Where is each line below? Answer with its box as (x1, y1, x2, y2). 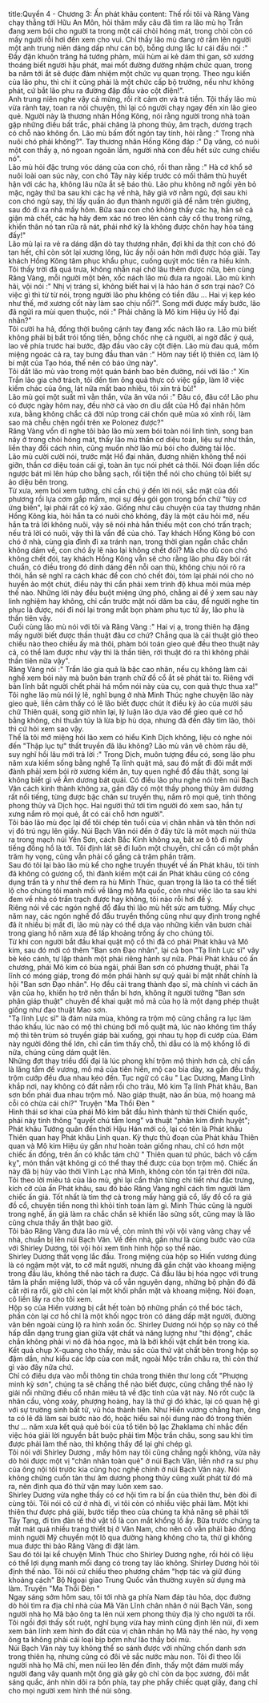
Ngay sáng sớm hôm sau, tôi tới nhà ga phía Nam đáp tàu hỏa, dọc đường (8, 1592, 251, 1601)
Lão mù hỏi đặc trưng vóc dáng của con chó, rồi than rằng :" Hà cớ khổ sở (8, 163, 253, 171)
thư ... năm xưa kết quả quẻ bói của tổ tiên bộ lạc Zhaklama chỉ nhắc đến (8, 1422, 248, 1431)
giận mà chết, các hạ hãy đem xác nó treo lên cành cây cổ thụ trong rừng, (8, 214, 252, 223)
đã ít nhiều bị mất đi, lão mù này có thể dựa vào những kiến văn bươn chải (8, 920, 252, 929)
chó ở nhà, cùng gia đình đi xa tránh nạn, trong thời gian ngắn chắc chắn (8, 537, 248, 546)
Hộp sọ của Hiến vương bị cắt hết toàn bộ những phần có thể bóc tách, (8, 1303, 243, 1312)
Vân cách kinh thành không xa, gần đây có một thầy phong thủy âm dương (8, 783, 255, 793)
